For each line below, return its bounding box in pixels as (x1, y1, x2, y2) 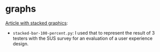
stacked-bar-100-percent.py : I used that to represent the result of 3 (12, 30, 155, 36)
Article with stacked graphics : (5, 20, 68, 26)
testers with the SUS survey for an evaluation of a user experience (12, 35, 153, 41)
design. (12, 40, 29, 46)
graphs (5, 3, 36, 15)
